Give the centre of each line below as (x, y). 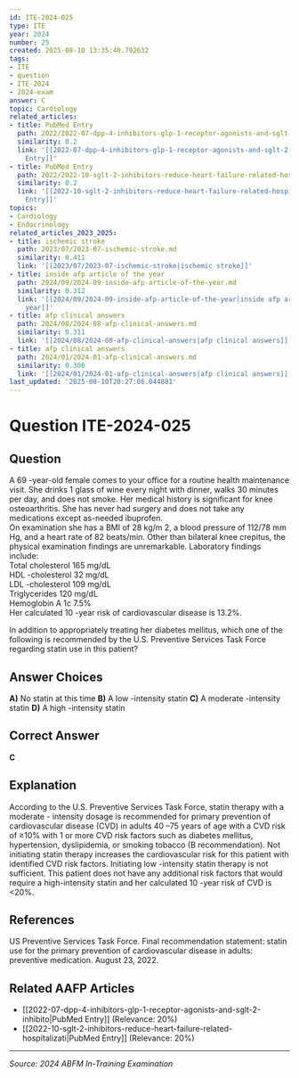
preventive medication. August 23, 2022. (84, 960)
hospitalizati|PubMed (61, 1038)
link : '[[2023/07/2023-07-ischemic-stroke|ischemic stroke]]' (135, 266)
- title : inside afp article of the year (87, 274)
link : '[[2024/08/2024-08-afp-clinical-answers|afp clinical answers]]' (155, 340)
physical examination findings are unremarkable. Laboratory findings (135, 547)
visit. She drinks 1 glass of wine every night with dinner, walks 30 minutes (144, 490)
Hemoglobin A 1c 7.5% (50, 603)
